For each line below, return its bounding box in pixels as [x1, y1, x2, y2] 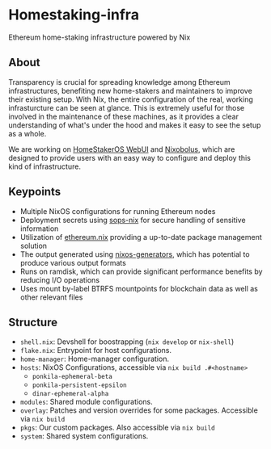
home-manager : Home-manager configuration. [19, 354, 170, 364]
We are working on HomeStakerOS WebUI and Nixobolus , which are [8, 144, 235, 154]
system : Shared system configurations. [19, 431, 149, 441]
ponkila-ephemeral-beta [32, 373, 113, 381]
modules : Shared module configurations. [19, 397, 154, 407]
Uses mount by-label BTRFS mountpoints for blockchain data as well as [19, 283, 259, 293]
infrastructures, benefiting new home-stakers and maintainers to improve [8, 86, 252, 95]
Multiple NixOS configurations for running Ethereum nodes [19, 206, 216, 216]
